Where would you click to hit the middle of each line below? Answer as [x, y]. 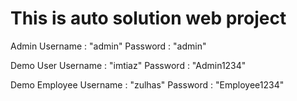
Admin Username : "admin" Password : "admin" [108, 46]
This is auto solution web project [148, 18]
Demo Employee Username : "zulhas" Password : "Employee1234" [147, 84]
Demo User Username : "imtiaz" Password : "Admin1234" [128, 65]
